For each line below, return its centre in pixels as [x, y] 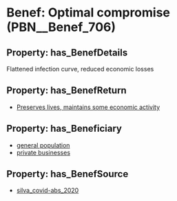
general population [43, 145]
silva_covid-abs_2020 [48, 191]
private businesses [43, 152]
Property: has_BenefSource [67, 174]
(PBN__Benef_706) [61, 27]
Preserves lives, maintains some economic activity [88, 107]
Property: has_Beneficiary [64, 129]
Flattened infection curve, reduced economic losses [80, 69]
